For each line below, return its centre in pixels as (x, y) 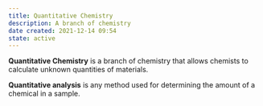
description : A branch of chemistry (70, 23)
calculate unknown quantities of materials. (78, 70)
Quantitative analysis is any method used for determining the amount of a (132, 85)
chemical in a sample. (44, 94)
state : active (32, 38)
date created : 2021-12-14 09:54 (62, 31)
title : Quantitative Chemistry (61, 16)
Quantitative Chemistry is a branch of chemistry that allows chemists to (129, 61)
